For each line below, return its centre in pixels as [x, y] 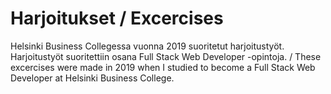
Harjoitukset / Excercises [117, 18]
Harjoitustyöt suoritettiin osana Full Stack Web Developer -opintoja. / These [166, 56]
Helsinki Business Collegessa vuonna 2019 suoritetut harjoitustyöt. [147, 46]
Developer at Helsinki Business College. [92, 78]
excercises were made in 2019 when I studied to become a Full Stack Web [163, 67]
